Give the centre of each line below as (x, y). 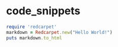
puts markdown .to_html (34, 38)
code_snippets (43, 11)
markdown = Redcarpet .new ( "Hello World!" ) (59, 32)
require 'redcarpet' (32, 27)
